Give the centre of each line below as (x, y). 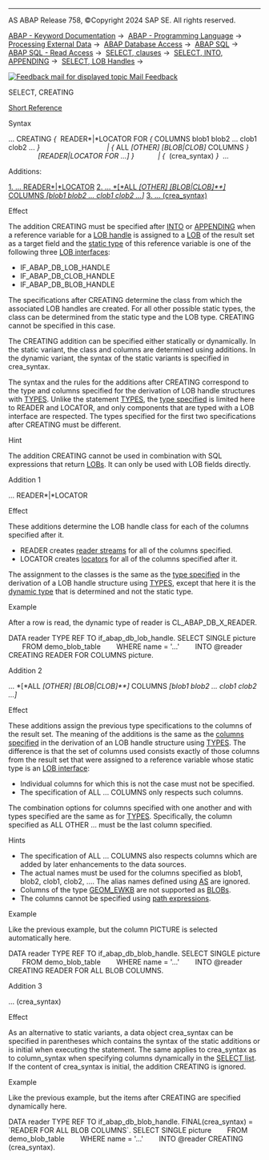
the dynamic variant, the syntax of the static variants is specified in (119, 358)
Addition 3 (25, 986)
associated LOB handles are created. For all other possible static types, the (132, 308)
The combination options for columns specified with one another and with (130, 808)
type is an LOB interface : (49, 768)
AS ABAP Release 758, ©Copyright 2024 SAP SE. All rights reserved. (122, 20)
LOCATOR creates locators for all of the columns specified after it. (128, 559)
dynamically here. (38, 1106)
